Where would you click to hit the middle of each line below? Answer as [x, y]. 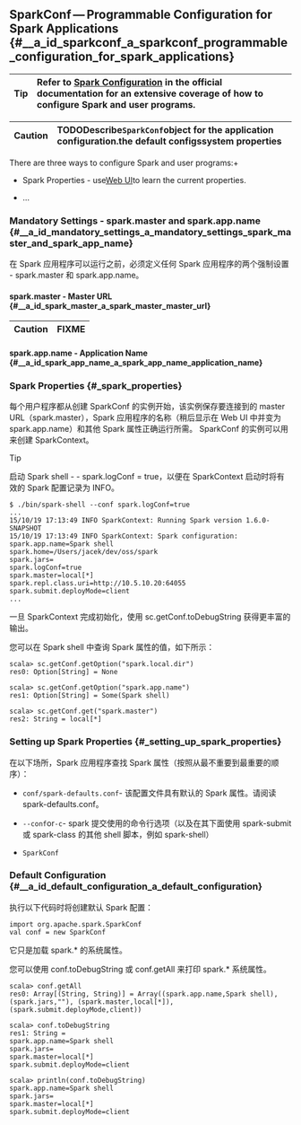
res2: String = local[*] [56, 719]
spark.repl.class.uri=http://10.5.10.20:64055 [98, 584]
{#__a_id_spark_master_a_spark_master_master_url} [110, 305]
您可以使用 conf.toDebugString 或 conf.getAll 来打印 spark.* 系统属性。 [140, 969]
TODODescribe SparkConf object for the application [165, 129]
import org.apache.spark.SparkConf [76, 924]
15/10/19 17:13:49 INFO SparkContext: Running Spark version [126, 521]
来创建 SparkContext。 [52, 440]
